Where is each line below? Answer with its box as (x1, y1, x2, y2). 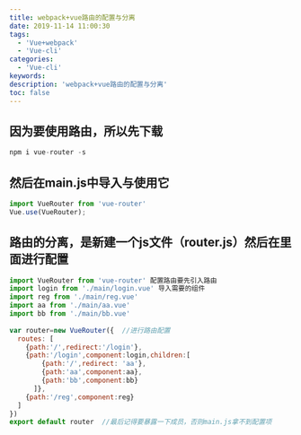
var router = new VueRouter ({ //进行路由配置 (9, 326, 171, 335)
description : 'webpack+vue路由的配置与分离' (9, 80, 168, 89)
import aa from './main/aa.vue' (9, 301, 130, 310)
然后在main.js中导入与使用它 (9, 175, 170, 190)
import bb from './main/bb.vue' (9, 309, 130, 318)
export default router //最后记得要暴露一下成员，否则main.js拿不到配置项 (9, 418, 272, 427)
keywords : (9, 72, 47, 81)
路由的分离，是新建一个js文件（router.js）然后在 (9, 235, 280, 250)
